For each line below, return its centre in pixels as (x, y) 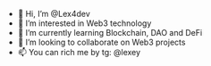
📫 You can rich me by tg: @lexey (79, 52)
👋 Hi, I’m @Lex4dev (54, 14)
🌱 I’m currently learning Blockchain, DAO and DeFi (110, 33)
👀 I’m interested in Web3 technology (84, 23)
